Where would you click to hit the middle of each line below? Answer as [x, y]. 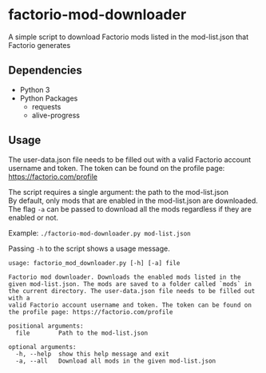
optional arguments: [43, 347]
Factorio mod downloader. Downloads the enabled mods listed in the [125, 277]
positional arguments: [46, 326]
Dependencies [45, 71]
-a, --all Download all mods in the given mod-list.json [116, 361]
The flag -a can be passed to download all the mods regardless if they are [130, 208]
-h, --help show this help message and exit [93, 354]
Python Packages [49, 98]
